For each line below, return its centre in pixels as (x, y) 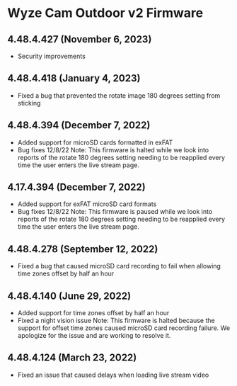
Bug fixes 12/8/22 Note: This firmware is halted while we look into (113, 149)
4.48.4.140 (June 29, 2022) (69, 296)
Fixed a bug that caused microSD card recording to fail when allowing (119, 266)
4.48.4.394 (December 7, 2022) (79, 125)
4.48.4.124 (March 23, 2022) (72, 358)
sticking (29, 103)
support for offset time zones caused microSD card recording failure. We (124, 328)
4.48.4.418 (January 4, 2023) (74, 78)
